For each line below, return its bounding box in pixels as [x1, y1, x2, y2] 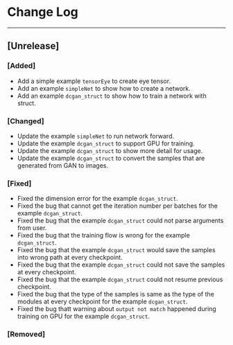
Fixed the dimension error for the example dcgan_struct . [17, 195, 178, 203]
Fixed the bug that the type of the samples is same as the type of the [17, 290, 215, 299]
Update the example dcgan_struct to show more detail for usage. [17, 146, 203, 154]
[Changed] [7, 116, 44, 125]
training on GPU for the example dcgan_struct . [17, 312, 150, 321]
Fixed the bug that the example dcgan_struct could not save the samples [17, 260, 225, 269]
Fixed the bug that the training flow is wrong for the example [17, 231, 191, 240]
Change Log [7, 4, 78, 20]
